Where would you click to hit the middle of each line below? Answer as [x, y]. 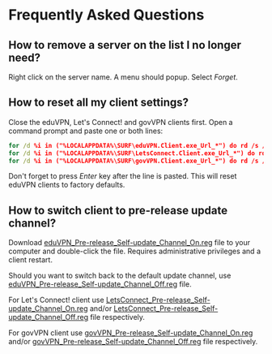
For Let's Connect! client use [56, 300]
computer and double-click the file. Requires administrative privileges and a [135, 251]
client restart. [30, 260]
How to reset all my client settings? [98, 103]
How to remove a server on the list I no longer [125, 45]
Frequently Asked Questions [106, 15]
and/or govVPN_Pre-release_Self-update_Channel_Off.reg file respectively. [133, 342]
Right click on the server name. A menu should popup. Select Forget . [123, 77]
